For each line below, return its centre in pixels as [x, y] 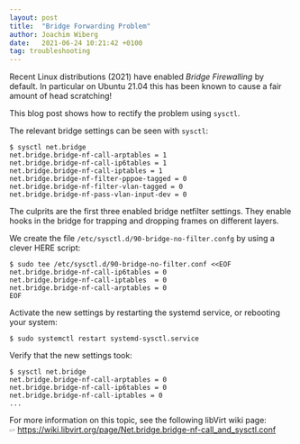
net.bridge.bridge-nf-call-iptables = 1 [86, 171]
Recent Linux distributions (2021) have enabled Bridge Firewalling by [136, 77]
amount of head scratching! [61, 96]
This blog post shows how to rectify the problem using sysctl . [125, 113]
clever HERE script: [45, 248]
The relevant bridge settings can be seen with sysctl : [109, 131]
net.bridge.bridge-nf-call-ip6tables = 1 [88, 163]
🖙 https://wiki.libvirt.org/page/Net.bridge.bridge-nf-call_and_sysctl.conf [143, 430]
